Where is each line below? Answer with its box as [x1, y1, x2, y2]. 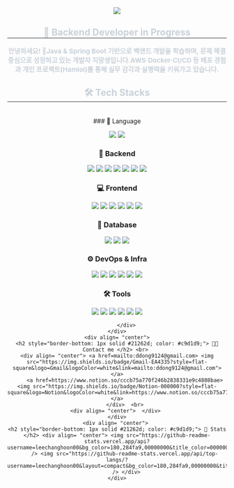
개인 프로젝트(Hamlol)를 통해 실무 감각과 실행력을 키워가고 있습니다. [22, 64, 219, 74]
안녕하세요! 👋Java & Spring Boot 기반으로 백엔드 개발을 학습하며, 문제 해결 [8, 46, 226, 55]
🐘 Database [97, 220, 137, 230]
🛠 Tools [103, 289, 131, 299]
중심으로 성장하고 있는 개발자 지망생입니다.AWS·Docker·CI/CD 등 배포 [8, 55, 213, 65]
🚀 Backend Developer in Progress [42, 27, 192, 38]
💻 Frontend [96, 183, 138, 193]
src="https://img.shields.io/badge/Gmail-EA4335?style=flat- [26, 359, 208, 366]
